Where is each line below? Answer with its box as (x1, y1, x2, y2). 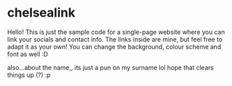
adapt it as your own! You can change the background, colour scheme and (7, 42, 222, 51)
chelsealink (7, 5, 75, 21)
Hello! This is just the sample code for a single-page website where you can (7, 28, 225, 36)
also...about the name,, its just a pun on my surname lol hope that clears (7, 63, 214, 71)
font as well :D (7, 50, 49, 58)
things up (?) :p (7, 71, 51, 79)
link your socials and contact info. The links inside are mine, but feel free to (7, 35, 223, 43)
